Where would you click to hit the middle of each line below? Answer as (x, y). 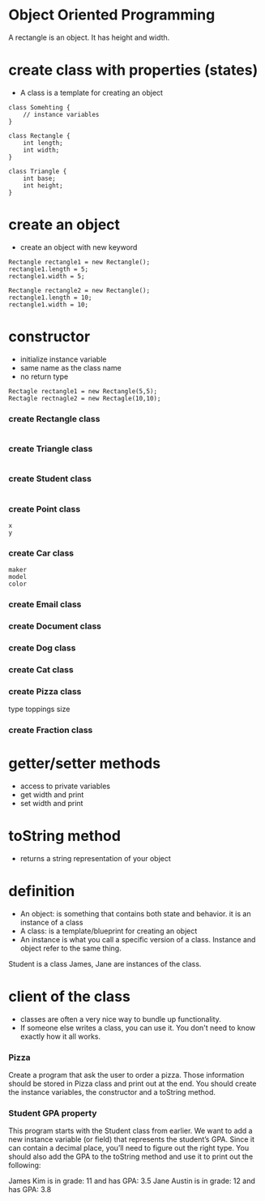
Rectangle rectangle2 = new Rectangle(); (79, 290)
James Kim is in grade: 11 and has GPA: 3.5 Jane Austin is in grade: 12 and (132, 1181)
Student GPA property (53, 1113)
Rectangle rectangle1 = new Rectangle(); (79, 262)
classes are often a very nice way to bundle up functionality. (120, 1019)
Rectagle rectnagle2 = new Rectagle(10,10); (85, 398)
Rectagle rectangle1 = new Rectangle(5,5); (83, 391)
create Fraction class (51, 730)
